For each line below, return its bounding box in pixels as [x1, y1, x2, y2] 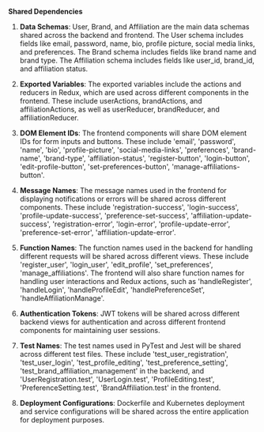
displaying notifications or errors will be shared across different [19, 194, 227, 203]
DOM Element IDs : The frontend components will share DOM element [19, 128, 247, 138]
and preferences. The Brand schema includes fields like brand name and [19, 47, 257, 56]
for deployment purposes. [19, 415, 105, 424]
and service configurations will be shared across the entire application [19, 407, 249, 416]
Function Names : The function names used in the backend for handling [19, 243, 253, 252]
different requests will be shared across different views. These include [19, 252, 249, 260]
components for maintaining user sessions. [19, 326, 160, 335]
